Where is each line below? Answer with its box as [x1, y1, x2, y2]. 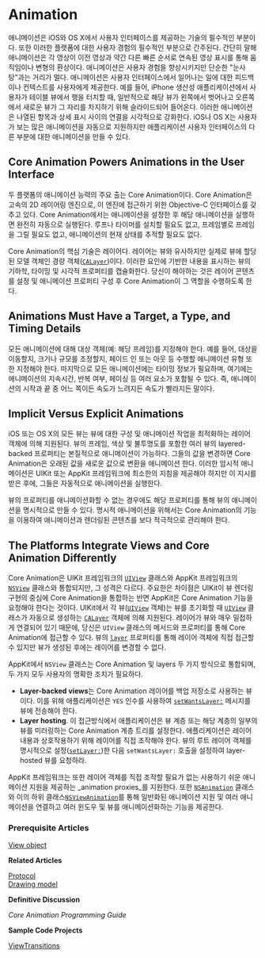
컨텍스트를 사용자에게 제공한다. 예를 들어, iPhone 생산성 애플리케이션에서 [22, 82, 248, 92]
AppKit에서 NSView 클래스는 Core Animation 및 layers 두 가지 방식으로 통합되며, [8, 660, 256, 669]
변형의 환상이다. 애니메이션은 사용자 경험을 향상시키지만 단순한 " [35, 62, 233, 72]
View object [8, 841, 47, 850]
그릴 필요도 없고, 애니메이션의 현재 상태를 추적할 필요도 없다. [16, 229, 203, 239]
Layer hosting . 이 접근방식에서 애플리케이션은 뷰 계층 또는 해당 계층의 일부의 [19, 716, 258, 726]
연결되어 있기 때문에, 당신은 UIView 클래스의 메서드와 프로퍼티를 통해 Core [16, 623, 245, 632]
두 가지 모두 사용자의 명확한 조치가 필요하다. [8, 669, 144, 679]
